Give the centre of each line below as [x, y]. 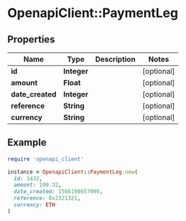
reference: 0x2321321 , [47, 198]
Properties [31, 39]
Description [115, 59]
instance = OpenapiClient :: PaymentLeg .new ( [73, 172]
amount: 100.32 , [38, 185]
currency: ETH [34, 205]
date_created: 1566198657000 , [58, 192]
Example [27, 142]
